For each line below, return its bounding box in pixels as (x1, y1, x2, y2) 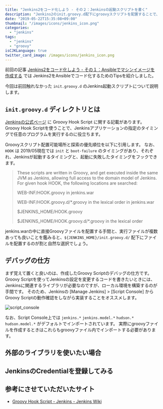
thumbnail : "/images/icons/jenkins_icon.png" (5, 21, 99, 26)
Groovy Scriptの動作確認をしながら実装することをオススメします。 (5, 295, 140, 300)
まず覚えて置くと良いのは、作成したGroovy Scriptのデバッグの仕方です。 (5, 270, 152, 276)
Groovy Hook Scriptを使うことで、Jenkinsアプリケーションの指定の (5, 125, 142, 131)
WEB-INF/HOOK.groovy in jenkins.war (17, 190, 94, 196)
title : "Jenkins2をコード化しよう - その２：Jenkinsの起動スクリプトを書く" (5, 7, 148, 12)
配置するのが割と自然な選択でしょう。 (13, 241, 91, 246)
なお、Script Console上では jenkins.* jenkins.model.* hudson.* (5, 314, 134, 320)
